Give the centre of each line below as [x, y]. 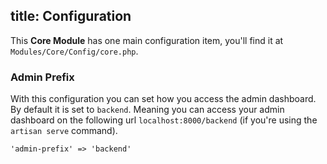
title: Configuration [71, 16]
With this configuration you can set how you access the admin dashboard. [163, 99]
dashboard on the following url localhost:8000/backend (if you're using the [164, 120]
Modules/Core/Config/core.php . [74, 51]
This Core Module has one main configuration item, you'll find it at [147, 40]
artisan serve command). [64, 131]
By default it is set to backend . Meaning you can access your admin [147, 110]
